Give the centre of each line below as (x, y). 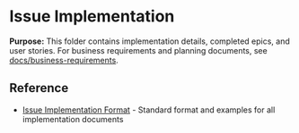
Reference (39, 88)
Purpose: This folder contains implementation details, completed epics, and (149, 41)
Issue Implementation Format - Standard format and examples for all (149, 110)
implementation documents (73, 119)
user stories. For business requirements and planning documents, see (138, 50)
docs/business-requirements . (64, 60)
